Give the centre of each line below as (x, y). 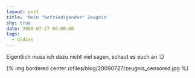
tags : (13, 34)
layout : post (23, 12)
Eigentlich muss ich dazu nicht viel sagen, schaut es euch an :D (85, 57)
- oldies (23, 40)
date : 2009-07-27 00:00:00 (40, 28)
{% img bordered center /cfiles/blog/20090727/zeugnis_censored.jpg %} (97, 68)
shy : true (19, 23)
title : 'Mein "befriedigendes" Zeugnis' (58, 17)
